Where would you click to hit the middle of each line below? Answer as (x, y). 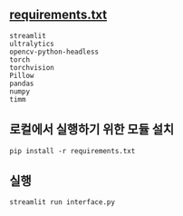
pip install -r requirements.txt (72, 151)
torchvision (32, 67)
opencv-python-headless (54, 52)
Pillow (22, 75)
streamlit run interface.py (63, 202)
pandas (22, 83)
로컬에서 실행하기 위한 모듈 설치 (92, 129)
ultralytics (32, 44)
